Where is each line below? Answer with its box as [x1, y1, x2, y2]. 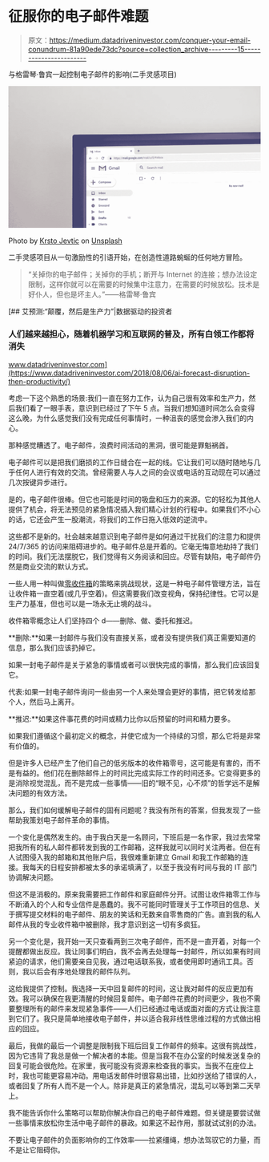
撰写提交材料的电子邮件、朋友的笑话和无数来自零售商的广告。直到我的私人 [14, 909, 261, 919]
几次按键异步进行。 [8, 477, 72, 487]
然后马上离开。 [29, 697, 78, 707]
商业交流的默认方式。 [22, 561, 93, 571]
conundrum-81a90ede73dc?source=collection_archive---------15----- [27, 44, 261, 54]
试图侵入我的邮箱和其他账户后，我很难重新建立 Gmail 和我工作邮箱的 [14, 852, 242, 862]
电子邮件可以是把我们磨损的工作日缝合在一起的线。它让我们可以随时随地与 [8, 457, 254, 467]
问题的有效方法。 [14, 787, 72, 798]
